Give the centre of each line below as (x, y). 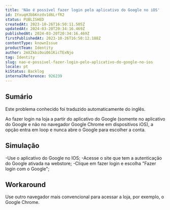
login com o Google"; (27, 169)
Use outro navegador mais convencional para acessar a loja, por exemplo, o (85, 197)
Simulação (22, 146)
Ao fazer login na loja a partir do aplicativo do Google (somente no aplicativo (85, 119)
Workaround (26, 184)
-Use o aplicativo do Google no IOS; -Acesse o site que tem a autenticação (84, 158)
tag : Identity (20, 57)
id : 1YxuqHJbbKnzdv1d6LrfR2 (35, 15)
